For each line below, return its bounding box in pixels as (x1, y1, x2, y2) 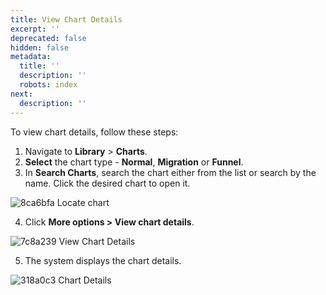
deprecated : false (10, 33, 87, 43)
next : (10, 89, 33, 99)
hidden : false (10, 42, 70, 53)
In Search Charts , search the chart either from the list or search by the (24, 166, 317, 178)
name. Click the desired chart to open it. (24, 177, 191, 189)
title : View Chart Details (10, 14, 123, 25)
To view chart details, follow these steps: (10, 126, 179, 138)
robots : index (19, 80, 78, 90)
